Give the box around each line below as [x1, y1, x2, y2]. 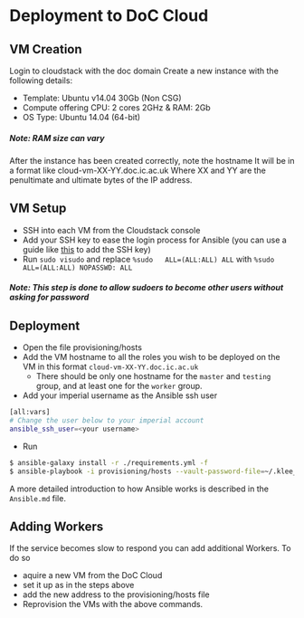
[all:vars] [9, 408, 51, 417]
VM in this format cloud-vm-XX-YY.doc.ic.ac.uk [22, 361, 199, 372]
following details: [9, 75, 73, 86]
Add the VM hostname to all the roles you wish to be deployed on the [22, 352, 280, 363]
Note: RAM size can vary [9, 132, 105, 143]
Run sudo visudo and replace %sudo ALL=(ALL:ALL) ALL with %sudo [22, 253, 275, 264]
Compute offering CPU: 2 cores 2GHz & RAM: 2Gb [22, 102, 211, 113]
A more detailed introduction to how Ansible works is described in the [9, 483, 270, 494]
